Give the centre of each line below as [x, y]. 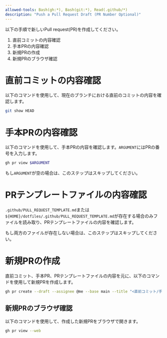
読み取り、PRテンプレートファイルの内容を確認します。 [79, 222]
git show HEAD [20, 111]
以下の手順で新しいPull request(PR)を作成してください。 [63, 29]
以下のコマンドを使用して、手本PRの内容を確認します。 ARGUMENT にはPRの [80, 147]
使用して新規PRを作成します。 [45, 282]
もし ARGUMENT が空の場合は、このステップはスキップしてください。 [73, 173]
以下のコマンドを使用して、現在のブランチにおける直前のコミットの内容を [81, 95]
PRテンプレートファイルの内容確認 [76, 195]
